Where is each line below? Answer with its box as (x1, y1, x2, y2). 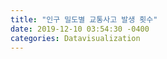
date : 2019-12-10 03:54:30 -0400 (10, 24, 150, 34)
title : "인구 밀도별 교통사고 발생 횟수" (10, 14, 158, 25)
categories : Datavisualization (10, 33, 141, 43)
